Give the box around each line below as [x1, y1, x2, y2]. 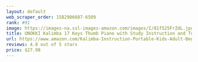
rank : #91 [6, 19, 31, 25]
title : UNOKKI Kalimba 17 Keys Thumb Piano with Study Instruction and [6, 31, 186, 37]
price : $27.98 [6, 47, 41, 53]
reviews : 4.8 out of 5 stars [6, 42, 78, 48]
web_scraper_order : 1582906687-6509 [6, 14, 96, 20]
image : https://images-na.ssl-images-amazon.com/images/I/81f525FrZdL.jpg [6, 25, 194, 31]
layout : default [6, 8, 46, 15]
